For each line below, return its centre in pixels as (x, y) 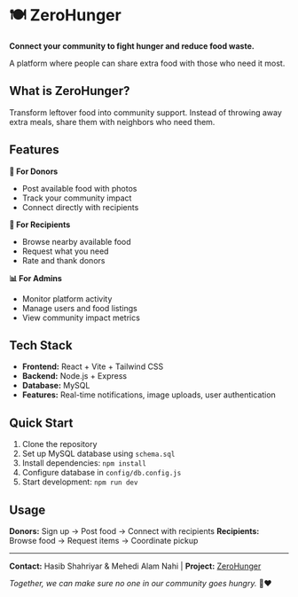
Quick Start (41, 423)
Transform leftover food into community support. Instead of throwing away (145, 112)
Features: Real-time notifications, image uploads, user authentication (149, 395)
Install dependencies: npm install (84, 463)
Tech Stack (41, 345)
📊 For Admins (35, 278)
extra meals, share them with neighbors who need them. (112, 122)
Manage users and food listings (79, 308)
